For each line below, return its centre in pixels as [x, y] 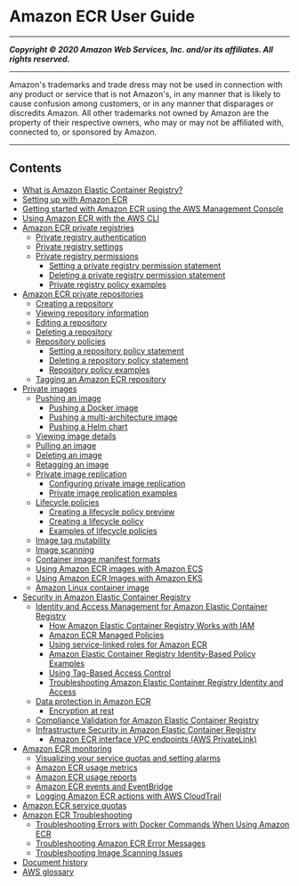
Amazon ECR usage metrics [86, 767]
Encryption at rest [81, 710]
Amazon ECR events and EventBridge [104, 786]
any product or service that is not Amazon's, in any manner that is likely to [145, 94]
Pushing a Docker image [93, 407]
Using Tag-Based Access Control [110, 673]
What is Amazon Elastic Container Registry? [102, 190]
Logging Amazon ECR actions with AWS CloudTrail [128, 796]
